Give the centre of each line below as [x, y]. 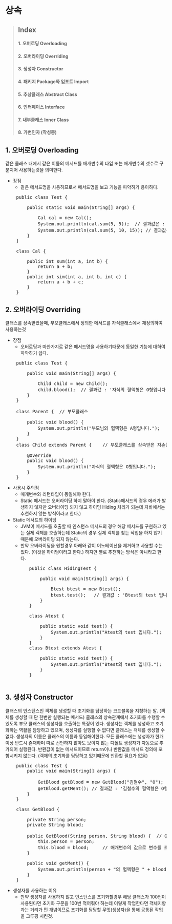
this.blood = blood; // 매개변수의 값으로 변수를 [100, 847]
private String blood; [55, 825]
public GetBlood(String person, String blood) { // [94, 836]
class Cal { [31, 251]
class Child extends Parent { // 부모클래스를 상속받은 [85, 445]
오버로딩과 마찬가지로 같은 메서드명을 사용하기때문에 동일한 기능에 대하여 [93, 346]
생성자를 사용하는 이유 [35, 890]
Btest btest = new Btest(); [86, 589]
